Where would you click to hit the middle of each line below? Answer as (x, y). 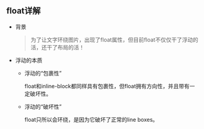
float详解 (24, 11)
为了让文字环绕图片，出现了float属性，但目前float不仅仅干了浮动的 (114, 40)
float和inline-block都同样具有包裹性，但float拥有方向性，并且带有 (107, 86)
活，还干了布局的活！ (57, 47)
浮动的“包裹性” (43, 73)
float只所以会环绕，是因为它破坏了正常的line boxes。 (91, 119)
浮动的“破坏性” (43, 106)
